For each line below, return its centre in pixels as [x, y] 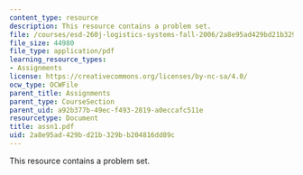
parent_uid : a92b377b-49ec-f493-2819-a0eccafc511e [106, 110]
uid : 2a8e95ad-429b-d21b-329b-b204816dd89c [92, 135]
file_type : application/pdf [62, 51]
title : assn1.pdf [42, 127]
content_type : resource [54, 18]
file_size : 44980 [42, 43]
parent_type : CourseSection [62, 101]
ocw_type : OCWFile [44, 85]
